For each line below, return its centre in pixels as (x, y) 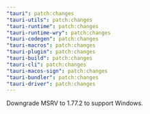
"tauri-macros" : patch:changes (51, 45)
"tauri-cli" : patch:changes (47, 65)
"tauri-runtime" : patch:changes (52, 26)
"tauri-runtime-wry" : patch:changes (59, 33)
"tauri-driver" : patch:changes (51, 84)
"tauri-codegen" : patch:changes (52, 39)
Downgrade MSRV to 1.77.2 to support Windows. (75, 103)
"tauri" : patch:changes (40, 13)
